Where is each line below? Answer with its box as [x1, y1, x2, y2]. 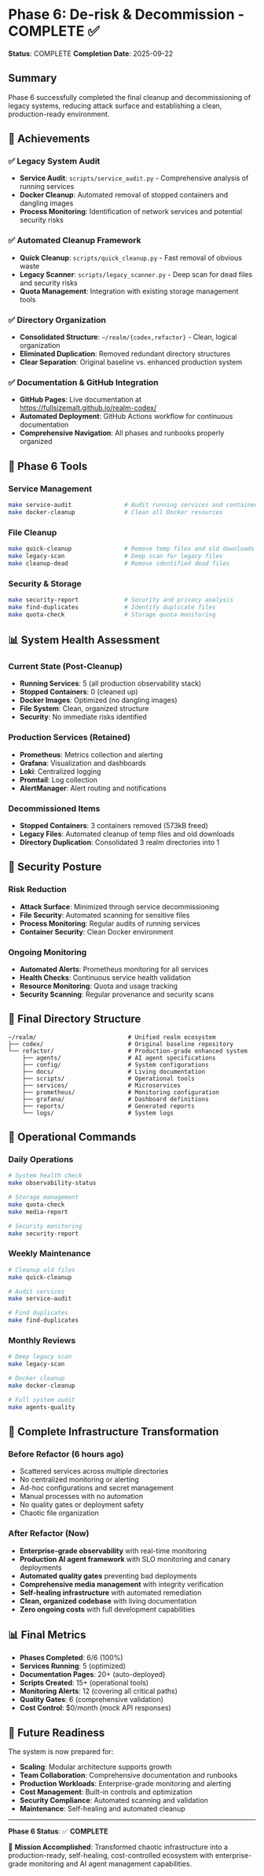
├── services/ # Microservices [22, 1081, 181, 1090]
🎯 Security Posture [8, 860, 102, 874]
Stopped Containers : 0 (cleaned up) [19, 687, 139, 697]
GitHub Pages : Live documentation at [19, 395, 142, 405]
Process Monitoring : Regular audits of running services [19, 919, 201, 928]
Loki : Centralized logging [19, 766, 101, 776]
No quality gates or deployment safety [19, 1500, 144, 1509]
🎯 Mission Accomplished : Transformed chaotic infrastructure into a [8, 1842, 228, 1852]
